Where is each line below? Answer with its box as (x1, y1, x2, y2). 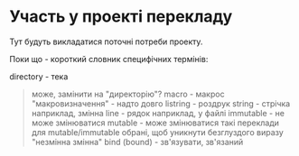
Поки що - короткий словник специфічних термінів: (9, 53, 209, 64)
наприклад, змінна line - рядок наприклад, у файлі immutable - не (31, 107, 285, 118)
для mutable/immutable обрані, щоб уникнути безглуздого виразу (31, 126, 285, 137)
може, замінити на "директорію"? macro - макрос (31, 88, 225, 99)
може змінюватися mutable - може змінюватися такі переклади (31, 117, 280, 128)
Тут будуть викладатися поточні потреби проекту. (9, 36, 203, 47)
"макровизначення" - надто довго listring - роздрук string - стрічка (31, 97, 291, 109)
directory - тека (9, 70, 69, 82)
